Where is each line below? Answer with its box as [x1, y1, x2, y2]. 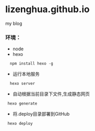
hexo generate [7, 101, 38, 106]
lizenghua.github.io [5, 4, 90, 15]
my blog [5, 20, 22, 26]
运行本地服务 [12, 71, 40, 77]
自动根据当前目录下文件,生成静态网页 [12, 90, 90, 97]
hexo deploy [7, 121, 33, 126]
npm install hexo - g [10, 61, 53, 67]
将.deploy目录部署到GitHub [12, 111, 70, 117]
